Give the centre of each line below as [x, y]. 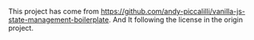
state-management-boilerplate [59, 20]
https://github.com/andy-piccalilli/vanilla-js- [173, 11]
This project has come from [54, 11]
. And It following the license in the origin [176, 20]
